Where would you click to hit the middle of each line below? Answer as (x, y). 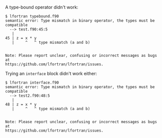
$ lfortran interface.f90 (32, 83)
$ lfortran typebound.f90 (32, 16)
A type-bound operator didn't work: (42, 7)
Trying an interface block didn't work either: (51, 73)
